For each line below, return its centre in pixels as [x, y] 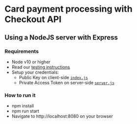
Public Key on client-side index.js [53, 77]
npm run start [25, 111]
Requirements [22, 51]
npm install [23, 106]
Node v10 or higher [31, 62]
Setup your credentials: [35, 72]
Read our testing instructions [41, 67]
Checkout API [33, 19]
